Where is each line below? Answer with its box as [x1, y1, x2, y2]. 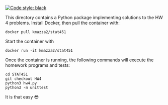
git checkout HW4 [5, 76, 42, 81]
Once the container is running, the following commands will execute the [5, 57, 154, 63]
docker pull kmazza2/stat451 [5, 30, 66, 35]
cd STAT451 [5, 72, 28, 77]
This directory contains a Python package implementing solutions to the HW [5, 15, 163, 20]
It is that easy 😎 [5, 94, 39, 100]
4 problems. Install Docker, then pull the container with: [5, 20, 120, 26]
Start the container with [5, 38, 54, 44]
